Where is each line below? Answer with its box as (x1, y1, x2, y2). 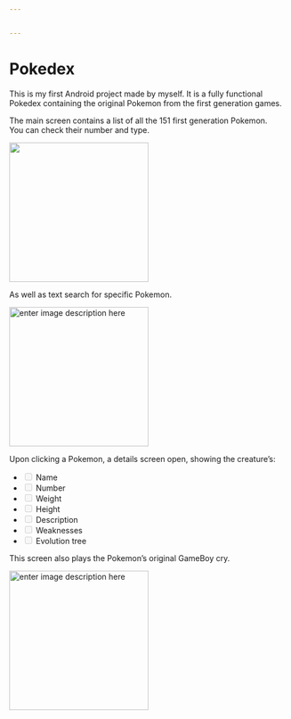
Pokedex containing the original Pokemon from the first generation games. (9, 97, 282, 108)
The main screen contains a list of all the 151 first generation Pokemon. (9, 115, 268, 126)
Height (35, 503, 61, 514)
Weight (35, 492, 62, 504)
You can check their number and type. (9, 124, 150, 135)
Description (35, 514, 78, 525)
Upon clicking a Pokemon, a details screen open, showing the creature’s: (9, 453, 276, 464)
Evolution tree (35, 535, 87, 546)
